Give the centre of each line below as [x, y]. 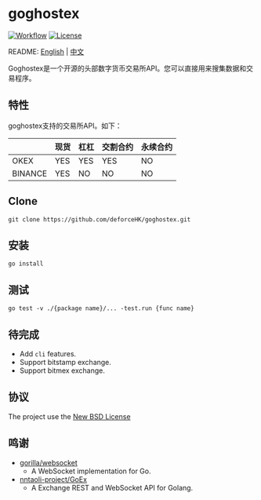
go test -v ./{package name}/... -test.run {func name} [101, 308]
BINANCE [30, 173]
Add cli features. [48, 354]
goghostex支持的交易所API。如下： [65, 126]
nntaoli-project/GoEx [53, 479]
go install [26, 264]
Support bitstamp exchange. [65, 362]
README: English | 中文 [46, 51]
